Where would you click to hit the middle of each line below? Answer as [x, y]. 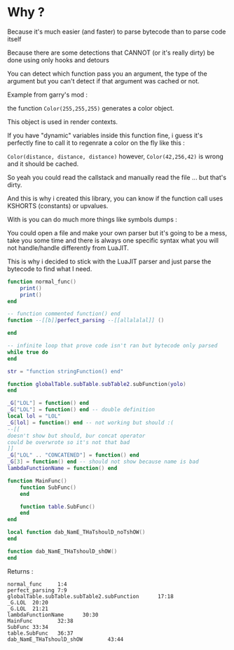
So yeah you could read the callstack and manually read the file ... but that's [117, 177]
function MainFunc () [37, 480]
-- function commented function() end [64, 314]
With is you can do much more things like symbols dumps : [92, 219]
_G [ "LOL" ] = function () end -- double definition [81, 410]
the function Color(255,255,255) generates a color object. [91, 108]
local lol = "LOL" [34, 416]
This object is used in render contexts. [62, 122]
